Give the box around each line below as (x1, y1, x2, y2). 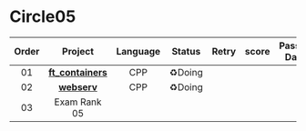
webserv (58, 80, 97, 93)
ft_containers (48, 65, 107, 78)
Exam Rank (54, 96, 102, 108)
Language (116, 45, 161, 57)
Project (62, 45, 94, 57)
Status (171, 45, 201, 57)
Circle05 (9, 6, 76, 27)
